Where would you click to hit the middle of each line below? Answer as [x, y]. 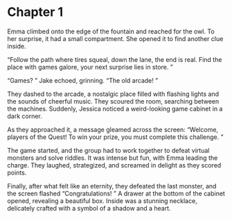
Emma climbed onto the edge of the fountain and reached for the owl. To [111, 31]
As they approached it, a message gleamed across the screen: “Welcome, [113, 129]
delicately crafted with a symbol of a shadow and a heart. [89, 208]
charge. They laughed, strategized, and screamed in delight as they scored [114, 165]
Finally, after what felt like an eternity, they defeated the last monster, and [112, 186]
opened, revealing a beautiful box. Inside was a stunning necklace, [102, 201]
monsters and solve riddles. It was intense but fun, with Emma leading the [113, 158]
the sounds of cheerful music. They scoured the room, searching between [113, 101]
